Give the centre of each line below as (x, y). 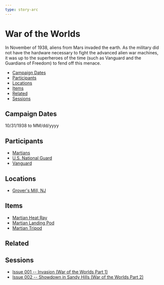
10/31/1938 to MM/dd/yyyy (32, 126)
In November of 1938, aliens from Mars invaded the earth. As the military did (82, 47)
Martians (21, 153)
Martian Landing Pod (33, 223)
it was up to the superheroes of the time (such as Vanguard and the (73, 58)
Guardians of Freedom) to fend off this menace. (53, 63)
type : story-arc (22, 10)
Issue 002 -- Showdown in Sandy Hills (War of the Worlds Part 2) (78, 277)
